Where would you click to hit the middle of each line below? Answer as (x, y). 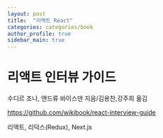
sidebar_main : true (36, 40)
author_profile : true (39, 34)
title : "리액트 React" (40, 21)
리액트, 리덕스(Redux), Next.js (50, 127)
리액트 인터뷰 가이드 (62, 77)
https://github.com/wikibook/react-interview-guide (81, 113)
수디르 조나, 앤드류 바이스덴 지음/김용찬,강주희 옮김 (78, 98)
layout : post (27, 14)
